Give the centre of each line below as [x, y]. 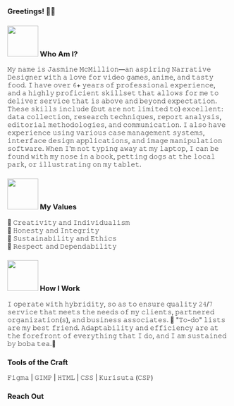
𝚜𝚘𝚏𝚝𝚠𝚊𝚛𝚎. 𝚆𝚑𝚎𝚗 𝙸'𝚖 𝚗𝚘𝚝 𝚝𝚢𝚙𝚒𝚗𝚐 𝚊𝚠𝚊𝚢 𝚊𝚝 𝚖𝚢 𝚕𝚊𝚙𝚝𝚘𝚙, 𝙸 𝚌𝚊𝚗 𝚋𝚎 [113, 149]
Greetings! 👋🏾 [32, 11]
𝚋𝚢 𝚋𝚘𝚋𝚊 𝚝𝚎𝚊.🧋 [32, 343]
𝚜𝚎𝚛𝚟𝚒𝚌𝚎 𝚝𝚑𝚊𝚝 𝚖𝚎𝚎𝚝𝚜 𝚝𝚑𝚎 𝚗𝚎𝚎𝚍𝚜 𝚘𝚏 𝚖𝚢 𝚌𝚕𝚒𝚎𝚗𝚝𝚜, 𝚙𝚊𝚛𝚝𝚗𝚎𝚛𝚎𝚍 [111, 312]
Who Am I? [59, 54]
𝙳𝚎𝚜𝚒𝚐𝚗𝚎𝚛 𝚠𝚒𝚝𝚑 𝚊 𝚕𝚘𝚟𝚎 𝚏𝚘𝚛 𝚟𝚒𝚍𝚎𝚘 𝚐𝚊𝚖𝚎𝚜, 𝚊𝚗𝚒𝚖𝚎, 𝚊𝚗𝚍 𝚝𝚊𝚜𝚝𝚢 [110, 78]
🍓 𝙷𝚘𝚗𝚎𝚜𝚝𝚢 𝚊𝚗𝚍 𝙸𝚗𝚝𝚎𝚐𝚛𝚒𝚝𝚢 [54, 230]
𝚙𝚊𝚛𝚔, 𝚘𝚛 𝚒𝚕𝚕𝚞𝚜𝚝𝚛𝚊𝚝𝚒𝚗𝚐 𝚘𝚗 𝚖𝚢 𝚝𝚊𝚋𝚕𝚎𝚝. [75, 164]
